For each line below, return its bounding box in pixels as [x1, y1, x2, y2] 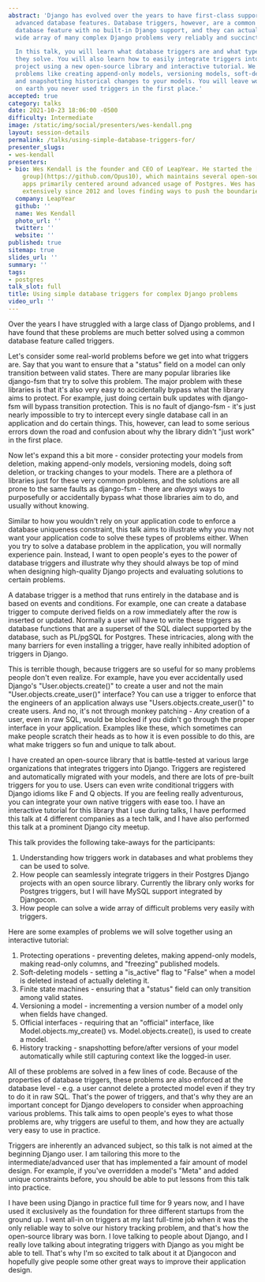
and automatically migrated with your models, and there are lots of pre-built [8, 772, 254, 781]
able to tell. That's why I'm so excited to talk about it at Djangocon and [8, 1248, 237, 1258]
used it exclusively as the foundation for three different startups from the [8, 1206, 244, 1216]
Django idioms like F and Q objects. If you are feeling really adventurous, [8, 788, 244, 798]
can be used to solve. [19, 861, 90, 870]
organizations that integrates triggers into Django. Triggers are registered [8, 763, 246, 773]
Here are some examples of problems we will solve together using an [8, 927, 233, 936]
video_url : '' [8, 298, 55, 306]
